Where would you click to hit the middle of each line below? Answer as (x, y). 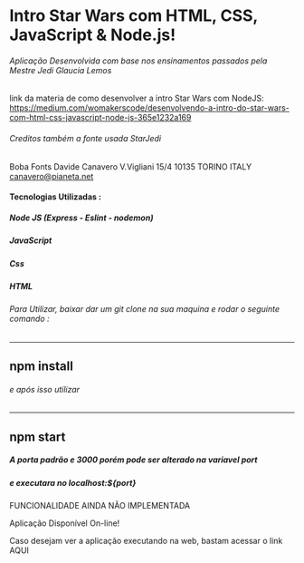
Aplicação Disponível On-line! (65, 523)
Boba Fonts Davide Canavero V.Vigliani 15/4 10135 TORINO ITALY (130, 166)
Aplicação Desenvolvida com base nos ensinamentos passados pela (138, 61)
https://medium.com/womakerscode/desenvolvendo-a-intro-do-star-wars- (149, 108)
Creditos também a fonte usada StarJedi (85, 138)
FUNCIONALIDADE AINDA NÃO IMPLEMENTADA (100, 506)
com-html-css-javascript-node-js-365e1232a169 (100, 118)
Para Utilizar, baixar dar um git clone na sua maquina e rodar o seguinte (145, 309)
